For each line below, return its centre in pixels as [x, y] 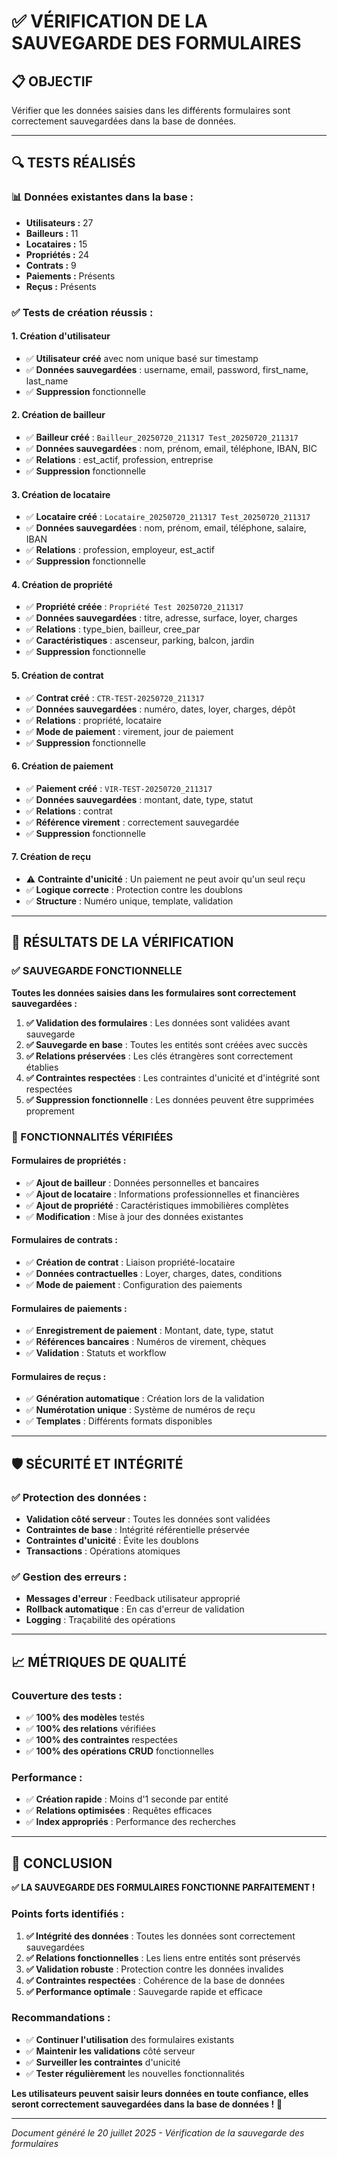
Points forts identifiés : [68, 1914]
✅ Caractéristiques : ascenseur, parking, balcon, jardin [140, 641]
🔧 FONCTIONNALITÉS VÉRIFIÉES [92, 1137]
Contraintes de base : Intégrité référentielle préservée [137, 1530]
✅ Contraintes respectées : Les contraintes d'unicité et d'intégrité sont [173, 1077]
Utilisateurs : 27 [59, 222]
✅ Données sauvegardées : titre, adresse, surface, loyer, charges [161, 618]
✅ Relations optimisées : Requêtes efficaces [119, 1811]
